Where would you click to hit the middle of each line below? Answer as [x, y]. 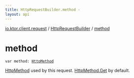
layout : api [17, 14]
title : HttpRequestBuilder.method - [43, 10]
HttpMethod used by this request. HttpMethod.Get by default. [67, 71]
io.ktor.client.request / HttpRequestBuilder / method [57, 28]
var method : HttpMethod [30, 61]
